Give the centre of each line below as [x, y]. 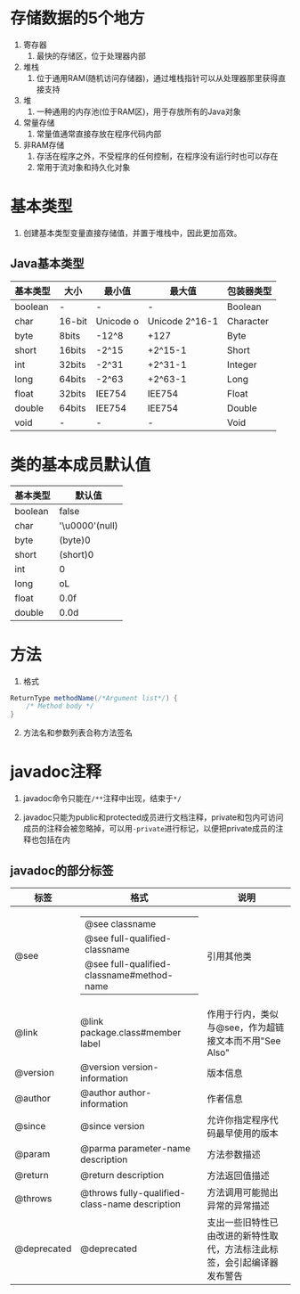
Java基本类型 [47, 264]
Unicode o [118, 321]
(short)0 [77, 554]
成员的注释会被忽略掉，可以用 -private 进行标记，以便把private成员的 [149, 829]
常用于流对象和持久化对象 [83, 167]
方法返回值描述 [238, 1175]
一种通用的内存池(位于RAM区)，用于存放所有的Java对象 [138, 111]
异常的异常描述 [238, 1206]
